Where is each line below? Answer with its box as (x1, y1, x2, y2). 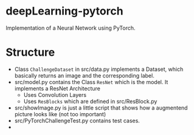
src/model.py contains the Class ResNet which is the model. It (14, 78, 168, 85)
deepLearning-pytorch (5, 4, 123, 18)
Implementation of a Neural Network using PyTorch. (5, 24, 136, 31)
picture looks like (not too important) (14, 110, 106, 117)
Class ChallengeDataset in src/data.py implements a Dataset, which (14, 65, 184, 73)
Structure (5, 45, 55, 59)
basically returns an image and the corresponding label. (14, 71, 154, 79)
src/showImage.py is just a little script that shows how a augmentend (14, 104, 188, 111)
